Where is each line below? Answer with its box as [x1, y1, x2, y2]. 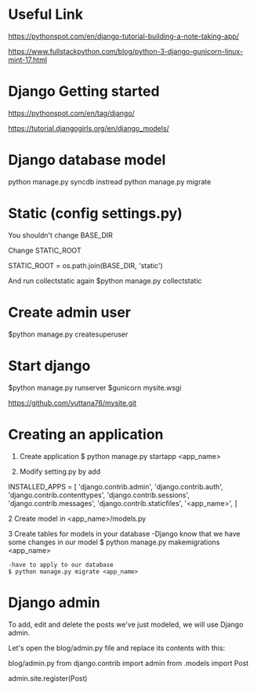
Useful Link [8, 5, 84, 24]
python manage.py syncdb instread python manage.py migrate [8, 176, 212, 186]
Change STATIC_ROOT [8, 245, 81, 255]
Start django [8, 357, 91, 374]
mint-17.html [8, 55, 48, 64]
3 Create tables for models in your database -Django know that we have [8, 529, 241, 538]
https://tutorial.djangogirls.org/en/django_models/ [8, 123, 170, 133]
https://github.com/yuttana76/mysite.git [8, 398, 137, 407]
